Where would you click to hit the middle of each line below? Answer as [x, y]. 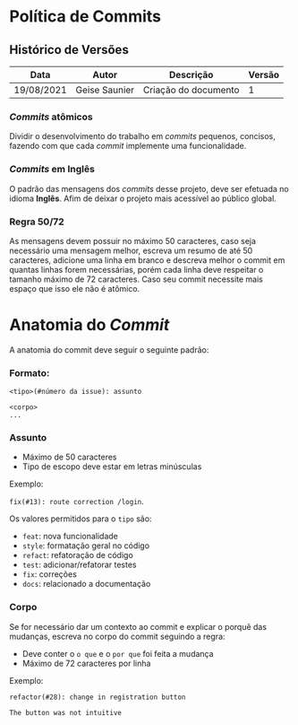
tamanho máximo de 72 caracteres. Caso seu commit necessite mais [136, 279]
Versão [264, 75]
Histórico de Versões [69, 50]
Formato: [30, 372]
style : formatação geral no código [86, 546]
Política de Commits [85, 17]
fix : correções [50, 574]
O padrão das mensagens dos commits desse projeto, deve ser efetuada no [149, 188]
